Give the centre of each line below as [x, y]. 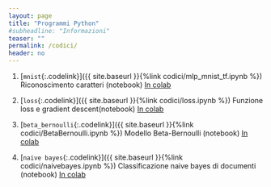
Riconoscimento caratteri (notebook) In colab [95, 85]
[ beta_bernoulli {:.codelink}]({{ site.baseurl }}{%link [107, 125]
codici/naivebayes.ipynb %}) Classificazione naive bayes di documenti [138, 166]
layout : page [30, 16]
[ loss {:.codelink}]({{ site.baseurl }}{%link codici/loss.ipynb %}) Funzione [142, 100]
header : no [27, 53]
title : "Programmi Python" [54, 23]
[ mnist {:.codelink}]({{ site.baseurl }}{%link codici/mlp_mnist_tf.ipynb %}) [141, 76]
